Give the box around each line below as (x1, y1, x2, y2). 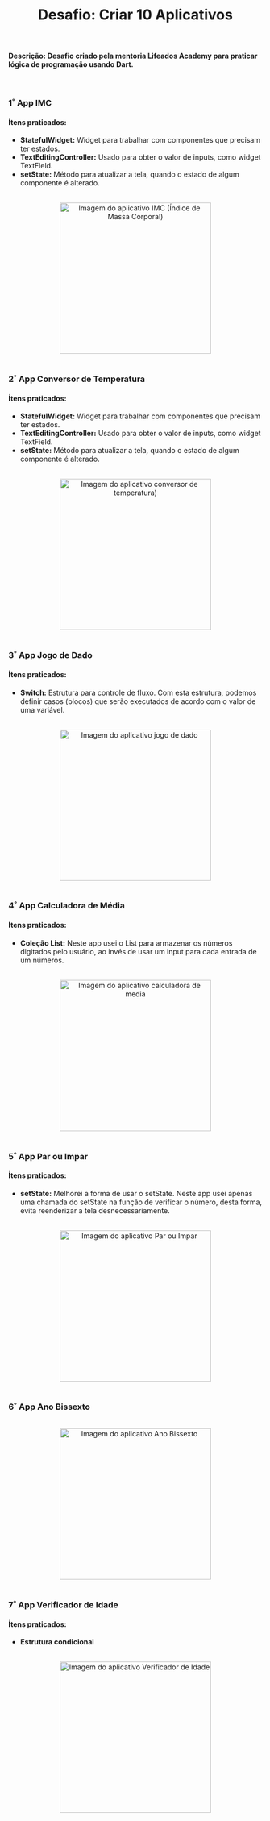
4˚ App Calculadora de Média (8, 900, 125, 912)
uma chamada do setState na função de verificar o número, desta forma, (19, 1197, 263, 1207)
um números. (19, 955, 64, 965)
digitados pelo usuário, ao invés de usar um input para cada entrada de (19, 946, 257, 956)
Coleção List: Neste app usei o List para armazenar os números (19, 938, 233, 948)
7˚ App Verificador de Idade (8, 1599, 118, 1610)
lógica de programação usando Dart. (8, 59, 135, 69)
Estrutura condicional (19, 1637, 94, 1647)
